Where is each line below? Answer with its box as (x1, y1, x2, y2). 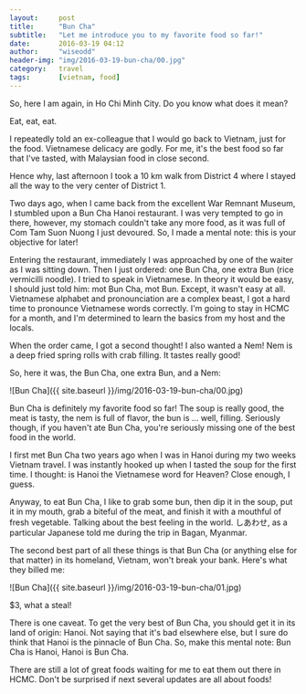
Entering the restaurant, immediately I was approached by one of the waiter (9, 254, 294, 265)
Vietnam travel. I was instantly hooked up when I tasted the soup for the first (9, 458, 297, 470)
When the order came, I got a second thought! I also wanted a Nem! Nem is (9, 340, 293, 351)
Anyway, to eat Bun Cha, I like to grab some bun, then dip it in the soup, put (9, 496, 293, 507)
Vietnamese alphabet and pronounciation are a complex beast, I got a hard (9, 293, 290, 304)
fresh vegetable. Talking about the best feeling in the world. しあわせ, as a (9, 517, 288, 528)
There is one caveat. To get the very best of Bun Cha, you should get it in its (9, 617, 296, 628)
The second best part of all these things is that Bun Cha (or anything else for (9, 544, 298, 555)
